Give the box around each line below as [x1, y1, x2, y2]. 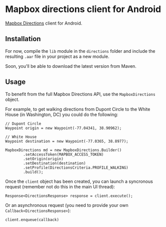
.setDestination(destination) [23, 161, 86, 166]
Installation [5, 35, 41, 43]
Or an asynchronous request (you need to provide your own [5, 202, 128, 208]
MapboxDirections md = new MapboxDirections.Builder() [5, 147, 122, 153]
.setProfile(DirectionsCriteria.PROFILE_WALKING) [23, 165, 128, 170]
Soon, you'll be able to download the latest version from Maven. [5, 63, 136, 69]
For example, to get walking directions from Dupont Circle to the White [5, 106, 150, 112]
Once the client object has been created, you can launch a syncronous [5, 178, 153, 184]
